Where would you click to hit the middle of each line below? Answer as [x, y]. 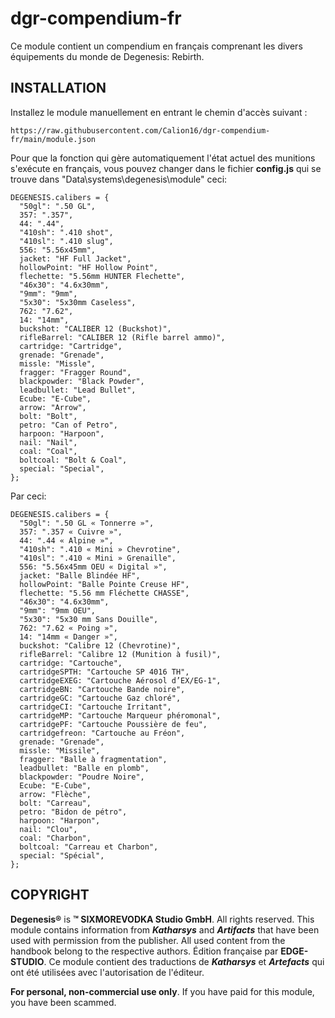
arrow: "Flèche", [55, 794]
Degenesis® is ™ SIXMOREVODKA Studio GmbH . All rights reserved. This [162, 919]
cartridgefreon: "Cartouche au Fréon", [102, 733]
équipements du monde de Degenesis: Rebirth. [107, 56]
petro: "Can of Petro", [68, 425]
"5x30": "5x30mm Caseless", [78, 302]
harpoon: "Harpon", [60, 820]
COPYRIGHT [50, 895]
